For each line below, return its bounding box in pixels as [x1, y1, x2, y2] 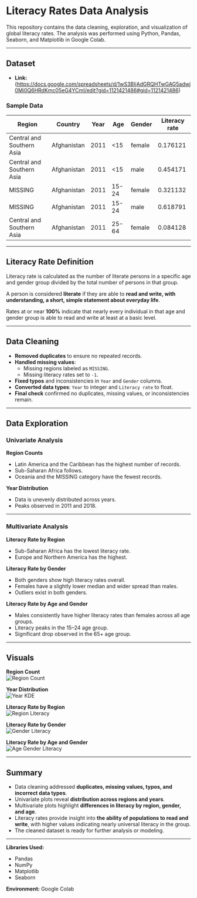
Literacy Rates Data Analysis [6, 4, 149, 18]
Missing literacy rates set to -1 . [23, 371, 98, 378]
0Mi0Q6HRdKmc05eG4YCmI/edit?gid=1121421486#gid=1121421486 [14, 86, 179, 93]
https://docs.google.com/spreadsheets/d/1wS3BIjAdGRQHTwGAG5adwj [16, 81, 191, 88]
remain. [14, 396, 33, 403]
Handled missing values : [14, 358, 76, 366]
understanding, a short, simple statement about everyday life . [6, 296, 160, 303]
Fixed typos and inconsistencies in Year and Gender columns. [14, 377, 162, 384]
